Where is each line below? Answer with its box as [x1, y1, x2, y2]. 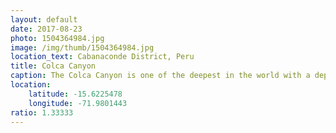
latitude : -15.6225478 [28, 89, 123, 99]
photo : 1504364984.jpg [10, 33, 105, 43]
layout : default [10, 14, 78, 25]
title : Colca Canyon [10, 61, 97, 71]
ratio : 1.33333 [10, 107, 74, 118]
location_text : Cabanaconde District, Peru [10, 52, 195, 62]
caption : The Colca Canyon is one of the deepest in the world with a [10, 71, 311, 81]
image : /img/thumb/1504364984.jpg [10, 42, 155, 53]
